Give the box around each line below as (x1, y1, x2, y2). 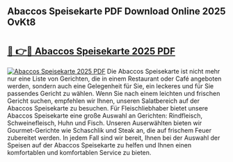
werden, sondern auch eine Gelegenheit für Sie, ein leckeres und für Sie (7, 82, 214, 90)
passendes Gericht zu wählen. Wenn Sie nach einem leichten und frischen (7, 90, 220, 97)
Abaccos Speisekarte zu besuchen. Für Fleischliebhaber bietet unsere (7, 104, 209, 112)
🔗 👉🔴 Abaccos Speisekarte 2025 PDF (7, 45, 176, 57)
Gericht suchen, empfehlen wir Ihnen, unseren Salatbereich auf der (7, 97, 200, 105)
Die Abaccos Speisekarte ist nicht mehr (106, 67, 220, 75)
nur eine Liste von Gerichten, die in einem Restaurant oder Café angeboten (7, 74, 222, 83)
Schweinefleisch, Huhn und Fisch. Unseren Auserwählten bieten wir (7, 119, 202, 127)
